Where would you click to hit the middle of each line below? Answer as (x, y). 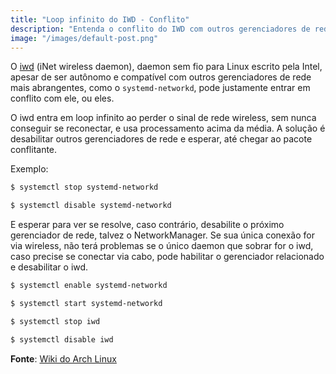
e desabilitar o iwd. (49, 267)
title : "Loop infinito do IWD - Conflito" (100, 19)
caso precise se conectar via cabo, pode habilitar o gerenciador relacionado (167, 257)
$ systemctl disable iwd (62, 339)
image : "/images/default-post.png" (84, 38)
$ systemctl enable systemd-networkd (89, 286)
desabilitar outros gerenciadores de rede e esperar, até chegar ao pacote (161, 139)
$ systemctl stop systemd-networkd (84, 187)
